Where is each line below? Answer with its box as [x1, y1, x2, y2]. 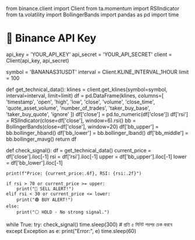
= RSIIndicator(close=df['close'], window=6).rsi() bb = [6, 117, 136, 124]
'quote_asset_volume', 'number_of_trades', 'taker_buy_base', [6, 105, 150, 112]
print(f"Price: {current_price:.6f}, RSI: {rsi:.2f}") [6, 171, 142, 176]
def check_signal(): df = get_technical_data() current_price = [6, 147, 151, 154]
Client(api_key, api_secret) [6, 57, 69, 64]
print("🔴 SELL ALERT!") [16, 186, 75, 192]
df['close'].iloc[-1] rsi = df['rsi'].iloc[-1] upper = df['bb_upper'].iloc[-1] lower [6, 153, 187, 160]
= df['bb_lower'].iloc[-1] [6, 159, 63, 166]
